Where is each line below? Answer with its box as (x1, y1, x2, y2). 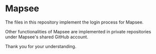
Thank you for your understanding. (5, 43, 77, 49)
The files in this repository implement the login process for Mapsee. (5, 19, 144, 25)
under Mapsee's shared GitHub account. (5, 34, 88, 40)
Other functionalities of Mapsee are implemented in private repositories (5, 28, 152, 34)
